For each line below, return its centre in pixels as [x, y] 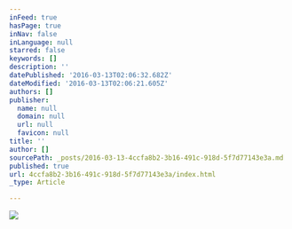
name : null [37, 108]
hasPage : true [36, 26]
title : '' [28, 141]
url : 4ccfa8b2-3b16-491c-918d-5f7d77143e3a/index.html [113, 174]
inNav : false [33, 34]
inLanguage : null [41, 42]
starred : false [37, 51]
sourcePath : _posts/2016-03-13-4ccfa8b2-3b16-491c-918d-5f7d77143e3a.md [146, 158]
